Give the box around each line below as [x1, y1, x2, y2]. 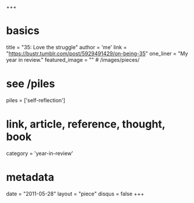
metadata [6, 170, 54, 184]
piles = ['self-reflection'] [6, 96, 66, 104]
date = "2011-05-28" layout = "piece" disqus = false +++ [6, 190, 144, 197]
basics [6, 24, 40, 37]
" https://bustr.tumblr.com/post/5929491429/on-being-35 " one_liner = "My [6, 50, 188, 57]
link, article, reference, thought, [6, 118, 166, 131]
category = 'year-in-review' [6, 150, 74, 157]
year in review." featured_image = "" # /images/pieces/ [6, 56, 140, 63]
